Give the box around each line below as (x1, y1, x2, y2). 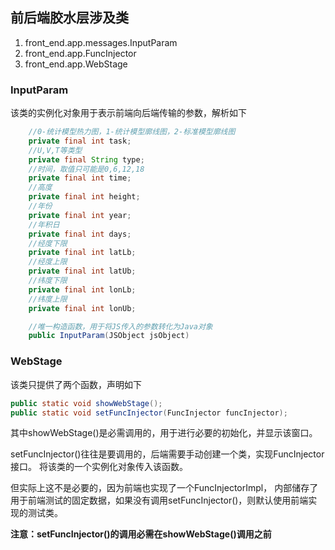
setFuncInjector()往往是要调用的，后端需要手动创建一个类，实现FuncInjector (10, 448, 325, 460)
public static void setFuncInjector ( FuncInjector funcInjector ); (10, 408, 288, 418)
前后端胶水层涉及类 (10, 9, 129, 27)
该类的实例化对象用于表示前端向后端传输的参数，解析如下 (10, 107, 247, 119)
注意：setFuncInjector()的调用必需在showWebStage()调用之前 (10, 528, 272, 540)
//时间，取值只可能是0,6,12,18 (28, 164, 145, 174)
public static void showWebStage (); (10, 398, 163, 408)
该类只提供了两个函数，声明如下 (10, 378, 142, 390)
